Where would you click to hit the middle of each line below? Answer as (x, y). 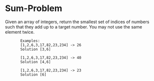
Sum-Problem (34, 8)
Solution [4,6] (35, 62)
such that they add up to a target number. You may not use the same (74, 27)
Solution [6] (34, 74)
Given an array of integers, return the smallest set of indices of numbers (77, 22)
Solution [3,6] (35, 49)
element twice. (20, 32)
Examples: (30, 41)
